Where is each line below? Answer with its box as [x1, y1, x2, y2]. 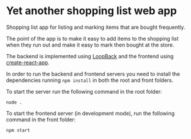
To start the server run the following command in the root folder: [6, 88, 162, 95]
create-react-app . [6, 59, 50, 66]
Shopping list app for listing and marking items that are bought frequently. [6, 24, 186, 31]
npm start [6, 127, 31, 133]
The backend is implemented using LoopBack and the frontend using [6, 52, 174, 59]
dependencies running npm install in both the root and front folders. [6, 77, 174, 84]
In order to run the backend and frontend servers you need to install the [6, 70, 180, 77]
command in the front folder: [6, 116, 76, 123]
